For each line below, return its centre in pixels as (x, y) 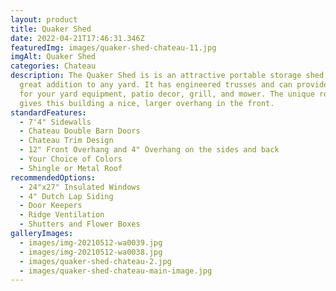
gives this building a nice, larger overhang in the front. (147, 103)
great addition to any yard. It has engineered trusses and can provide (174, 85)
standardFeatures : (48, 112)
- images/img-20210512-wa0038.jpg (91, 252)
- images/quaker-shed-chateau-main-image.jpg (116, 271)
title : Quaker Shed (51, 29)
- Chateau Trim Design (66, 141)
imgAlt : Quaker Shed (53, 57)
